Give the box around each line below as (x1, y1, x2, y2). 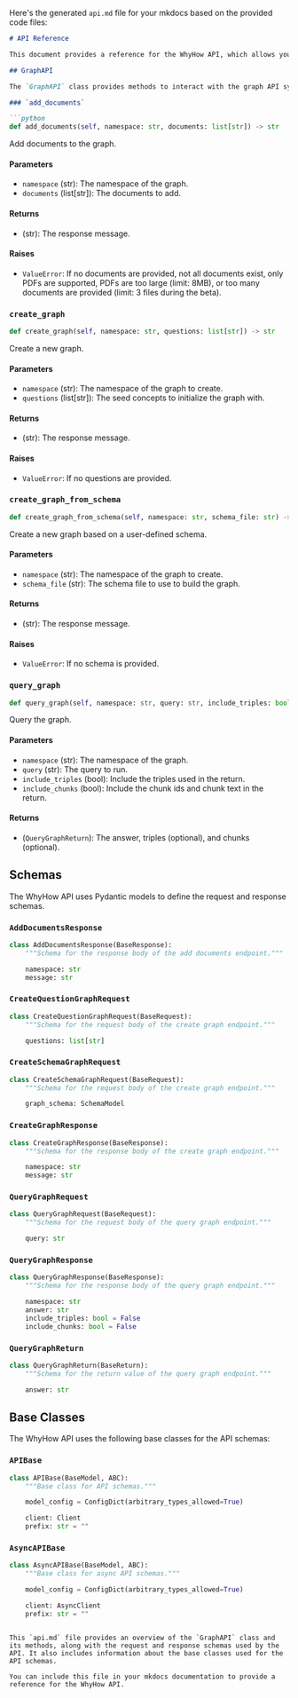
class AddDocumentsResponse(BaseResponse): (9, 940, 173, 949)
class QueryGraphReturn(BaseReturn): (9, 1361, 149, 1370)
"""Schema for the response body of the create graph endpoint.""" (25, 1147, 279, 1156)
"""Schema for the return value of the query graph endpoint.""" (25, 1369, 272, 1378)
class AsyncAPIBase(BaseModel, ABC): (9, 1561, 149, 1570)
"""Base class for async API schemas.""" (25, 1569, 180, 1578)
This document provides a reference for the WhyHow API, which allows (9, 50, 276, 59)
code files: (9, 17, 48, 28)
